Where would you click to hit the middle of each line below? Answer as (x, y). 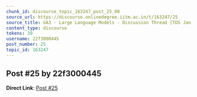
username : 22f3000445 (33, 39)
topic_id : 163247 (27, 50)
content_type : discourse (37, 28)
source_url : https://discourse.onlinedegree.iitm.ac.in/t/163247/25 (92, 17)
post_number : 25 (26, 45)
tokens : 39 (19, 34)
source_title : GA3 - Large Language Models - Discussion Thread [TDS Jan (99, 22)
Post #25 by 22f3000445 (54, 74)
